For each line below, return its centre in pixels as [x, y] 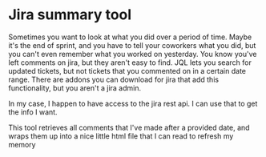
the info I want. [33, 112]
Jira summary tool [70, 15]
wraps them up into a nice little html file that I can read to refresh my [121, 136]
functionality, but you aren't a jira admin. [75, 88]
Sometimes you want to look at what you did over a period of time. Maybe [130, 37]
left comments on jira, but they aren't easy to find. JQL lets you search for [130, 62]
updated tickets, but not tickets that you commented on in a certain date [127, 70]
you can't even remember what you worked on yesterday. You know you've [133, 54]
